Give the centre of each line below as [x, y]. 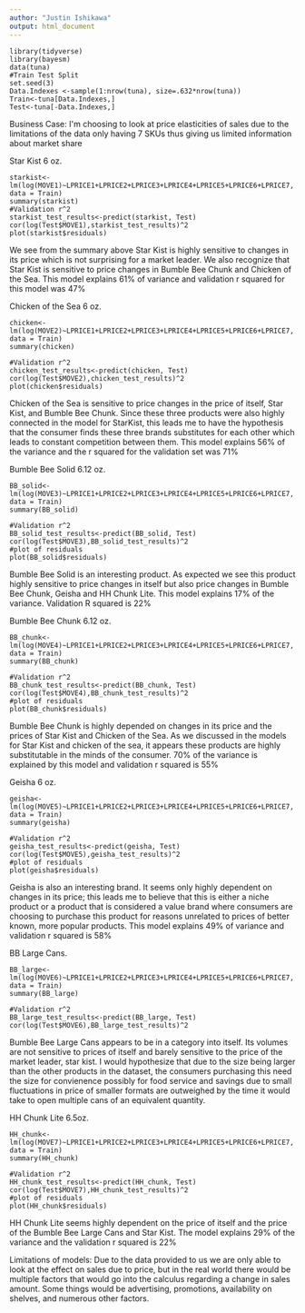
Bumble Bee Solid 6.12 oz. [58, 469]
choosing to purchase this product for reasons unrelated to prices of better [150, 916]
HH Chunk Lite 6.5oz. [49, 1118]
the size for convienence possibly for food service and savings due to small [151, 1080]
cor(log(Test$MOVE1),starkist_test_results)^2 [99, 225]
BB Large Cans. [39, 953]
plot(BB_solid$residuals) [58, 557]
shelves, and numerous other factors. [79, 1298]
